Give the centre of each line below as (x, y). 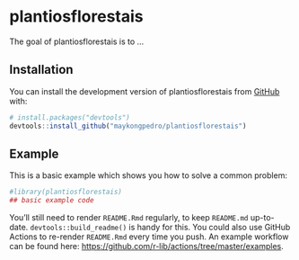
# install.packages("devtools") (70, 117)
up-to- (262, 218)
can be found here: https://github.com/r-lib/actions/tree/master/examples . (147, 247)
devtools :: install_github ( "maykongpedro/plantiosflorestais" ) (128, 126)
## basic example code (52, 201)
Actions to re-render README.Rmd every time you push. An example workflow (149, 237)
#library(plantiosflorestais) (66, 192)
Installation (41, 70)
